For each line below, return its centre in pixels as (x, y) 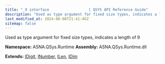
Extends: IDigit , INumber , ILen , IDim (41, 57)
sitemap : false (21, 23)
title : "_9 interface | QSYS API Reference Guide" (77, 10)
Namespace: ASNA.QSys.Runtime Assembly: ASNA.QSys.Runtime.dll (76, 47)
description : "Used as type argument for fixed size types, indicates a (81, 14)
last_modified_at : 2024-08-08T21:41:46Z (47, 19)
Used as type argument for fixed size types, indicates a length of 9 (72, 37)
